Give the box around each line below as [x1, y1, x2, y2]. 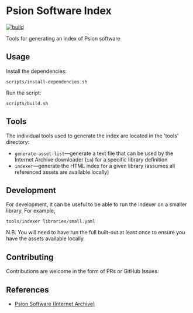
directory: [6, 138, 30, 145]
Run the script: [6, 89, 42, 96]
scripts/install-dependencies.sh [6, 79, 88, 85]
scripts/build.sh [6, 100, 49, 106]
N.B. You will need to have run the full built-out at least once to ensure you [6, 229, 185, 236]
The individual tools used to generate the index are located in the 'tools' [6, 132, 179, 139]
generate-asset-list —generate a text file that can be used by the [14, 150, 174, 157]
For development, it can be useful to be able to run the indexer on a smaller [6, 201, 187, 208]
